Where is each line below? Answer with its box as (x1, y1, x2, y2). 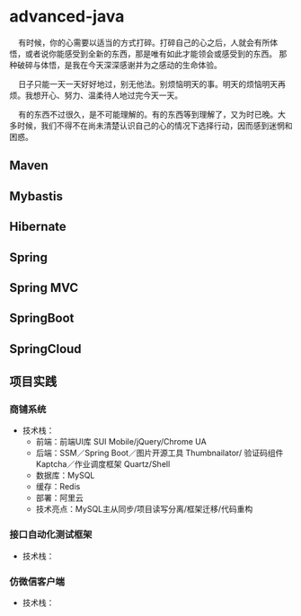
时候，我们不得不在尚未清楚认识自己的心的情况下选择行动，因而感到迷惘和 (16, 119, 293, 131)
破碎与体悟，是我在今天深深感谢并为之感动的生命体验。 (16, 59, 222, 70)
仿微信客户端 (9, 575, 66, 587)
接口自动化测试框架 (9, 528, 93, 541)
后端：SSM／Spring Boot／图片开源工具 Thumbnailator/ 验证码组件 (35, 447, 284, 459)
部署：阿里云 (35, 492, 84, 504)
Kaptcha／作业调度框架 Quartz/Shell (35, 459, 171, 470)
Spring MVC (9, 280, 79, 295)
